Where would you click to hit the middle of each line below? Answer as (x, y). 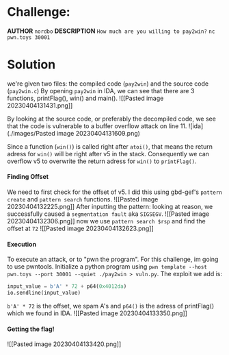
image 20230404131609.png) (98, 133)
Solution (31, 65)
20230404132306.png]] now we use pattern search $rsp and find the (107, 221)
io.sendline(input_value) (44, 293)
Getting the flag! (31, 329)
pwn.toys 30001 (29, 37)
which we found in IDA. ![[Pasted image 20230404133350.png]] (97, 313)
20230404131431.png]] (40, 105)
